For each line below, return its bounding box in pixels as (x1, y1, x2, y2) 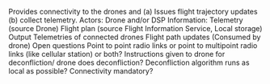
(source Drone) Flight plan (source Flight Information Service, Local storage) (8, 24, 263, 33)
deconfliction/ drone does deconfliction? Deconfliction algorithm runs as (8, 58, 250, 67)
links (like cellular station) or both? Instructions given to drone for (8, 50, 226, 58)
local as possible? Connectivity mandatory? (8, 66, 154, 75)
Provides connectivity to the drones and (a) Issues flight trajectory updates (8, 7, 258, 16)
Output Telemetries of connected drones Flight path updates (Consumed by (8, 32, 261, 42)
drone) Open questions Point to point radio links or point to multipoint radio (8, 41, 258, 50)
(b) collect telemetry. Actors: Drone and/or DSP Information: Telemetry (8, 15, 244, 25)
